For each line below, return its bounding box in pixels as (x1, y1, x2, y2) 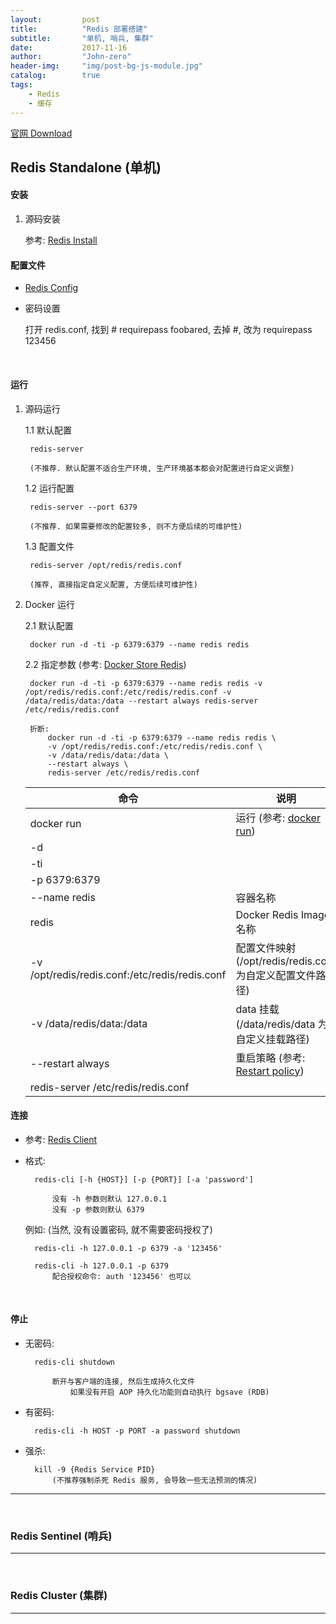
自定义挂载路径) (235, 1032, 310, 1046)
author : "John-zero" (10, 52, 132, 62)
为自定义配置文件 (235, 968, 317, 982)
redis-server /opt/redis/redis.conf (29, 560, 183, 570)
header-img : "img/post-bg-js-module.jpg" (10, 61, 203, 71)
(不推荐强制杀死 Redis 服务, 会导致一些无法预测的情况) (51, 1475, 258, 1485)
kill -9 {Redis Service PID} (34, 1464, 156, 1475)
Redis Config (24, 282, 79, 294)
